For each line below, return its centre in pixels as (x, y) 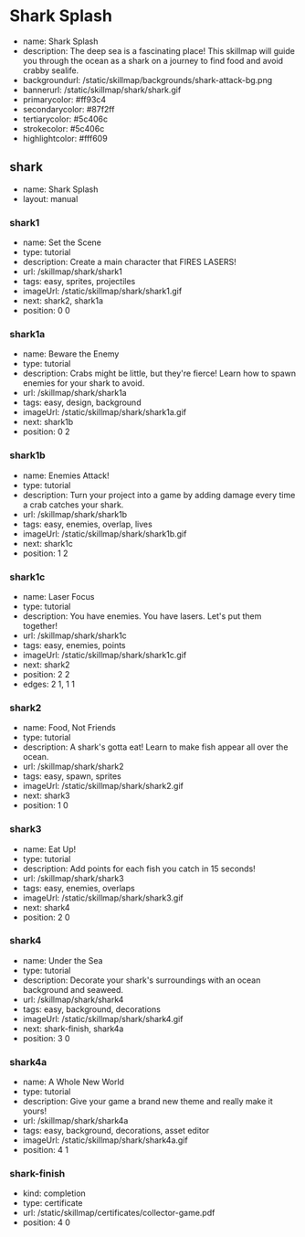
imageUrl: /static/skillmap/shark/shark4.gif (103, 1018)
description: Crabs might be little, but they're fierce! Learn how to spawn (159, 373)
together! (40, 625)
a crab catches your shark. (73, 505)
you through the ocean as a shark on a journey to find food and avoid (153, 60)
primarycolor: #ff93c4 (64, 99)
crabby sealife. (51, 70)
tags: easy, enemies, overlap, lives (87, 524)
